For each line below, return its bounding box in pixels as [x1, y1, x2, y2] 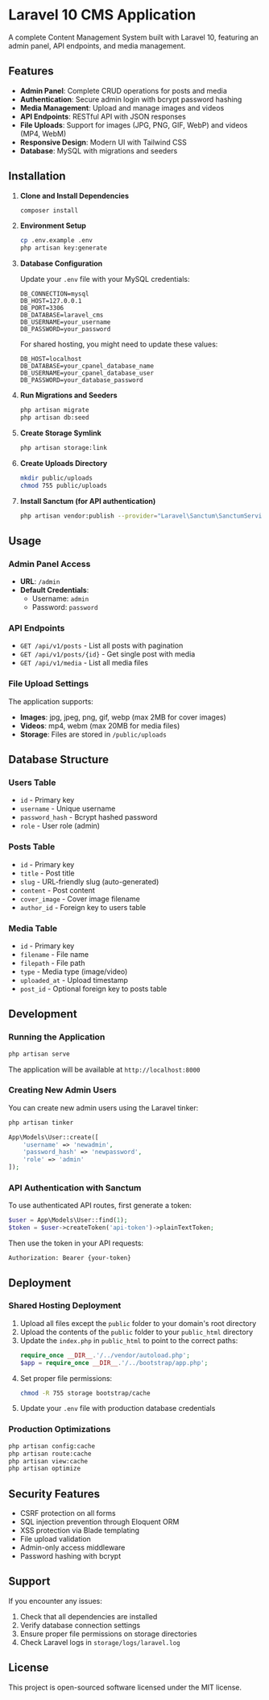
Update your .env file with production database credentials [19, 1404, 216, 1413]
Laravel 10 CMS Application [8, 6, 197, 24]
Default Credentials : [19, 586, 89, 595]
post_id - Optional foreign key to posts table [19, 984, 168, 993]
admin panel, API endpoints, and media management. [8, 40, 186, 50]
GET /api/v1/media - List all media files [19, 658, 149, 668]
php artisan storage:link [19, 443, 107, 451]
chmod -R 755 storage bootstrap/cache [19, 1389, 151, 1397]
